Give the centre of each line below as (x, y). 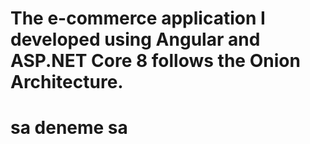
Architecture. (67, 82)
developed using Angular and (135, 39)
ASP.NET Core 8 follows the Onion (155, 61)
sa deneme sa (69, 128)
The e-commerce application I (138, 18)
